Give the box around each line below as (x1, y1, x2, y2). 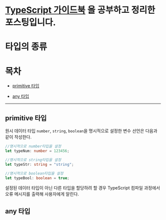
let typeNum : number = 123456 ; (5, 148, 70, 153)
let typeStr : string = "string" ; (5, 162, 74, 167)
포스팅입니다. (5, 17, 56, 28)
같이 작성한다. (5, 134, 32, 140)
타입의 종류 (5, 41, 47, 52)
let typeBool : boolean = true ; (5, 176, 70, 181)
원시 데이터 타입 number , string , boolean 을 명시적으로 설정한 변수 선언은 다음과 (5, 128, 158, 134)
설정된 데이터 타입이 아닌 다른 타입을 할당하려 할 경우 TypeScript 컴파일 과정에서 (5, 185, 161, 191)
